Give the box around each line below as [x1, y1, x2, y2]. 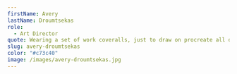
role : [7, 23, 23, 30]
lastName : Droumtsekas [7, 17, 74, 24]
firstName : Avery [7, 10, 59, 18]
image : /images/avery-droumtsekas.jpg [7, 56, 121, 63]
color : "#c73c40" [7, 50, 59, 57]
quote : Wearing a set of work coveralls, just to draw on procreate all [7, 37, 226, 44]
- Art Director [13, 30, 59, 37]
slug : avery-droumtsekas [7, 43, 80, 50]
